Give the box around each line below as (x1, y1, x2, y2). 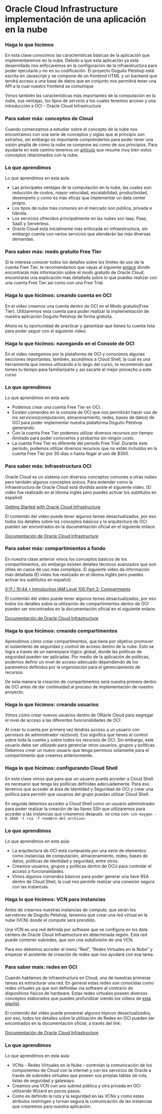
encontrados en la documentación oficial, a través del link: (5, 1020, 121, 1026)
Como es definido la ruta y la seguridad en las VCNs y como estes (12, 1093, 144, 1099)
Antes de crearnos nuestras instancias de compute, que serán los (5, 907, 136, 913)
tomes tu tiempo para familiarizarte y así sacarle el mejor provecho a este (5, 366, 151, 372)
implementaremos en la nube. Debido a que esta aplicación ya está (5, 57, 139, 64)
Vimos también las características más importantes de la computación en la (5, 93, 156, 99)
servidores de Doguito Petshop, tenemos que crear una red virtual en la (5, 912, 147, 918)
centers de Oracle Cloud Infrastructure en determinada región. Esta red (5, 932, 147, 938)
